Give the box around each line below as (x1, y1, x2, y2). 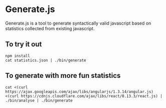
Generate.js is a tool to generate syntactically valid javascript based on (5, 20, 151, 26)
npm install (5, 53, 30, 58)
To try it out (5, 40, 42, 49)
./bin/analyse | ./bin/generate (5, 98, 73, 103)
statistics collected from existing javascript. (5, 25, 95, 31)
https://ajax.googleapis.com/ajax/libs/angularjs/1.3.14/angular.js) (5, 89, 154, 94)
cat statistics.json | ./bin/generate (5, 58, 86, 63)
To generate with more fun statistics (5, 71, 121, 80)
